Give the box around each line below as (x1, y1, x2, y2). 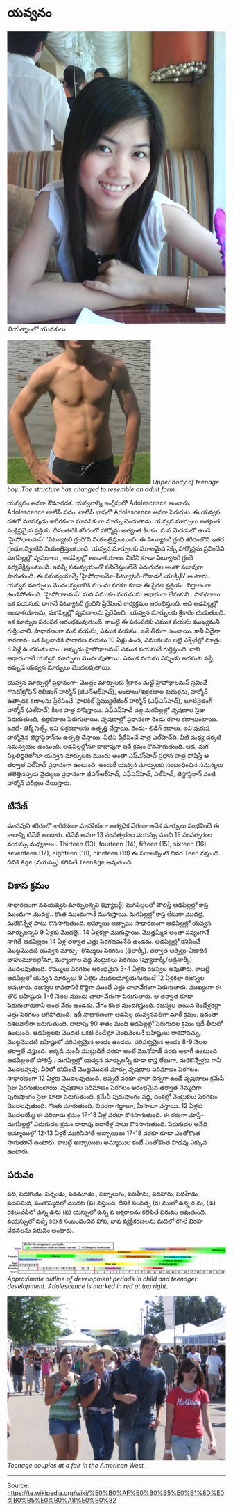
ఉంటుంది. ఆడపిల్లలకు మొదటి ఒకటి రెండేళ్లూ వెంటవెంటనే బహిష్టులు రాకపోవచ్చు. (7, 1028, 202, 1036)
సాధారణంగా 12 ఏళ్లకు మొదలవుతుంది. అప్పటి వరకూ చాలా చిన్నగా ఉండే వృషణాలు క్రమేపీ (7, 1074, 225, 1082)
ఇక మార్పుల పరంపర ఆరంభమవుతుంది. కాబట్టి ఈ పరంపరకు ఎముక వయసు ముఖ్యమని (7, 617, 220, 626)
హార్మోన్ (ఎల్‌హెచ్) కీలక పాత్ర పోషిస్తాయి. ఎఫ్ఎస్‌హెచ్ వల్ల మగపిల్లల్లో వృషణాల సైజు (7, 705, 206, 714)
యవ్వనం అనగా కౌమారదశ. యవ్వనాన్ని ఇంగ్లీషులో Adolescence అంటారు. (7, 498, 191, 507)
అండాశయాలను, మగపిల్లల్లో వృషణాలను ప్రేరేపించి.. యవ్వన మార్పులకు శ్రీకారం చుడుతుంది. (7, 608, 225, 617)
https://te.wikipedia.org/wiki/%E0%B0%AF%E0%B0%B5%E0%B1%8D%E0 (7, 1489, 225, 1497)
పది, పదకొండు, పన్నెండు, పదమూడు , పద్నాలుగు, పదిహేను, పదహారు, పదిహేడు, (7, 1189, 200, 1198)
